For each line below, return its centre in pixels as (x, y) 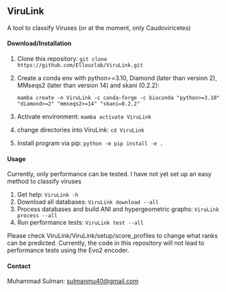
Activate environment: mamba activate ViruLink (84, 117)
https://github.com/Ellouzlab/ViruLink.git (80, 65)
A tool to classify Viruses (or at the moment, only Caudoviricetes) (99, 27)
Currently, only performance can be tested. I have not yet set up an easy (110, 174)
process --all (37, 216)
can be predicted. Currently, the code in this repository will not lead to (106, 243)
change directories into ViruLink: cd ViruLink (81, 130)
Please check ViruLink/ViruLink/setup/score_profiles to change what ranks (112, 236)
